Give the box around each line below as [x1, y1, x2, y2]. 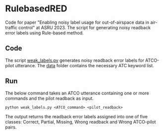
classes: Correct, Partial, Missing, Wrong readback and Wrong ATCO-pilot [5, 119, 156, 125]
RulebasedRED [5, 3, 67, 14]
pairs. [5, 124, 17, 130]
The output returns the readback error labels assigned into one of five [5, 113, 148, 119]
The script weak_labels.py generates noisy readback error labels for [5, 57, 145, 63]
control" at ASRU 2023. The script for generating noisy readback [18, 24, 151, 30]
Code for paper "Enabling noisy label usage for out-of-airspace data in [5, 19, 150, 25]
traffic [5, 24, 17, 30]
